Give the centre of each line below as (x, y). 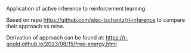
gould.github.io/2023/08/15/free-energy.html (61, 44)
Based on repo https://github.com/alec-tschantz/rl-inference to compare (95, 20)
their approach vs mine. (35, 26)
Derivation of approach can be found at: (56, 37)
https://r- (117, 37)
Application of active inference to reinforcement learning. (77, 9)
